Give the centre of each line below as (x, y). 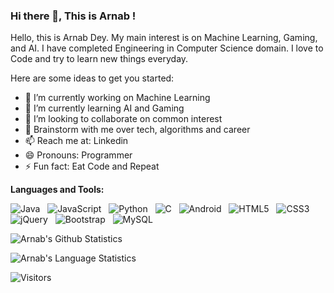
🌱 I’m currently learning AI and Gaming (104, 108)
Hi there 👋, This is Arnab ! (73, 16)
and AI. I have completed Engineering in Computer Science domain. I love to (167, 48)
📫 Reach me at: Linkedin (76, 141)
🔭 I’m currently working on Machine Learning (117, 98)
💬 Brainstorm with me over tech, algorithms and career (137, 130)
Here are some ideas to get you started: (92, 78)
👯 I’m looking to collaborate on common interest (123, 119)
